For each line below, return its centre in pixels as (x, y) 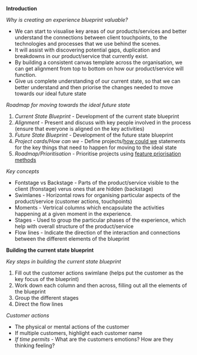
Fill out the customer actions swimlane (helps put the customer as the (99, 273)
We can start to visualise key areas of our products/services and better (101, 31)
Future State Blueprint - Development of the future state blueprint (94, 135)
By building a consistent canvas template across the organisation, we (98, 62)
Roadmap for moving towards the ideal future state (68, 105)
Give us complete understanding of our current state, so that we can (97, 81)
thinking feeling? (35, 345)
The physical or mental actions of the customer (72, 327)
